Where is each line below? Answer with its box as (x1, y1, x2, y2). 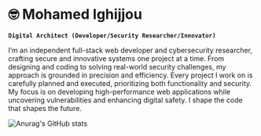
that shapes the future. (8, 103, 83, 113)
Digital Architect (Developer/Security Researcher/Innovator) (8, 31, 216, 40)
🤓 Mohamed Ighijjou (8, 5, 143, 23)
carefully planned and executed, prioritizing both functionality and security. (8, 78, 252, 88)
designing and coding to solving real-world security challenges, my (8, 62, 226, 71)
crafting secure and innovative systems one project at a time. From (8, 53, 225, 63)
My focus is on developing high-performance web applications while (8, 87, 231, 96)
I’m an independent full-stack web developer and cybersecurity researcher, (8, 45, 253, 55)
